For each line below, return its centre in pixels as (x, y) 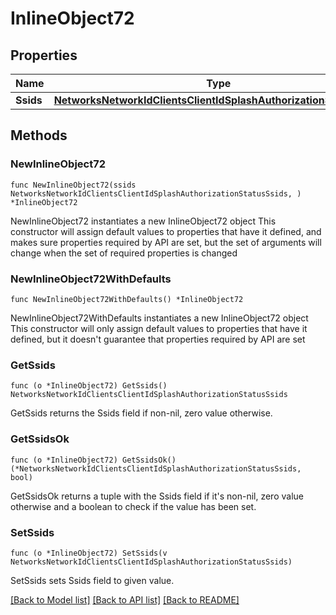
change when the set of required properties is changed (124, 253)
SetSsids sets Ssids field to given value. (92, 580)
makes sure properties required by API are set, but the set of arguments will (166, 242)
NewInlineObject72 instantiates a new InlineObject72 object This (143, 221)
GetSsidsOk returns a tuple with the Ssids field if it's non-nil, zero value (157, 496)
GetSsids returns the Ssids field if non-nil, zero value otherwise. (141, 413)
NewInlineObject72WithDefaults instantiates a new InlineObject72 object (159, 318)
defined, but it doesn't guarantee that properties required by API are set (158, 339)
